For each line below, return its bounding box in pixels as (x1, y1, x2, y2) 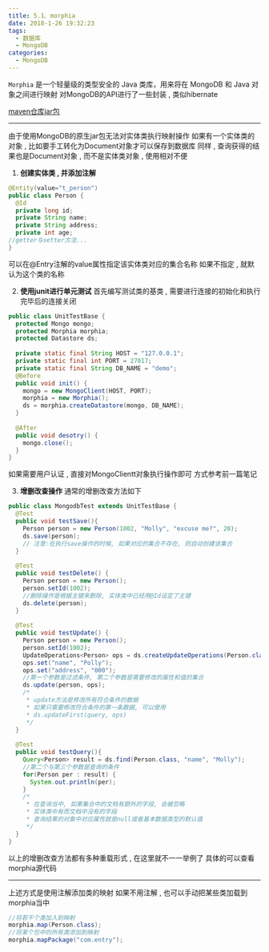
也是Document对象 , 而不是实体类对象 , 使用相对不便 (14, 151, 188, 160)
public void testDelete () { (15, 570, 110, 578)
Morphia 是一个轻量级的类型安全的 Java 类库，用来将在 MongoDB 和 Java (8, 79, 250, 89)
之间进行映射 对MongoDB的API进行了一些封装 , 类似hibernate (14, 89, 219, 99)
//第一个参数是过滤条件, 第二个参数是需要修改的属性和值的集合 (22, 674, 204, 682)
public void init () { (15, 379, 88, 387)
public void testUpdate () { (15, 629, 110, 637)
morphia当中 (8, 898, 50, 907)
